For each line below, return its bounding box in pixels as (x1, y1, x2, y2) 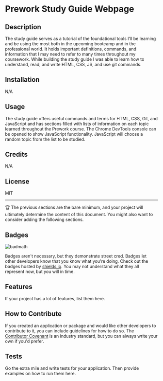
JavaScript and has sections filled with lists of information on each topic (5, 121, 149, 127)
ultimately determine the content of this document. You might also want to (5, 212, 153, 218)
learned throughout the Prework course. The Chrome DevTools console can (5, 126, 157, 132)
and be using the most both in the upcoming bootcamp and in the (5, 41, 136, 47)
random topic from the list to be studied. (5, 136, 86, 142)
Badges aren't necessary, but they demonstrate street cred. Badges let (5, 253, 147, 259)
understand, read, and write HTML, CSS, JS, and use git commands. (5, 62, 142, 67)
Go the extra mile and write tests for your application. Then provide (5, 365, 139, 371)
